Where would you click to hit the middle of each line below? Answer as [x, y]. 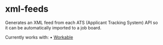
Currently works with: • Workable [39, 37]
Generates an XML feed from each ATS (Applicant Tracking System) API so [81, 22]
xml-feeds [27, 9]
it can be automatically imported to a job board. [53, 27]
